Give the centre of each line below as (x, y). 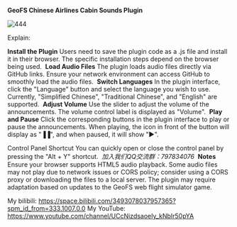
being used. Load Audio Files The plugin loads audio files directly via (109, 66)
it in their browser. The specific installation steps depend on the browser (113, 59)
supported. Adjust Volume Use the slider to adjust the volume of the (108, 104)
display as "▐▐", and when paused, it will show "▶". (83, 134)
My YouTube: (106, 208)
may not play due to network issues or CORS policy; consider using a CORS (118, 172)
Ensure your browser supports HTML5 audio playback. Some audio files (112, 165)
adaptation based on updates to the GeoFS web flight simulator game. (110, 187)
